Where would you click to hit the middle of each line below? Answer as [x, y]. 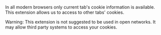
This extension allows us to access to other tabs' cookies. [65, 12]
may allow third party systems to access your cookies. [61, 27]
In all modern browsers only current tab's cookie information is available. [80, 7]
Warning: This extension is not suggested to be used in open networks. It [80, 22]
